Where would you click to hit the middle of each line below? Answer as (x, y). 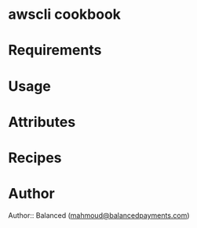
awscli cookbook (65, 14)
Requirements (55, 51)
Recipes (35, 157)
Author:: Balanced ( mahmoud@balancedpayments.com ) (99, 215)
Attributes (42, 122)
